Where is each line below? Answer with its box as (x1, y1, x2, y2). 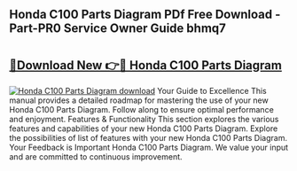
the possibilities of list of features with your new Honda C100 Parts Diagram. (9, 133, 288, 143)
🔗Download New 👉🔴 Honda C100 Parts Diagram (9, 58, 282, 73)
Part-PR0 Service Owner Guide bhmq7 (9, 21, 226, 36)
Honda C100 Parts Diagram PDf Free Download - (9, 7, 281, 22)
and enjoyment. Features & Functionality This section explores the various (9, 114, 279, 124)
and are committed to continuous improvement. (9, 152, 184, 162)
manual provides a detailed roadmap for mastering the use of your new (9, 95, 269, 105)
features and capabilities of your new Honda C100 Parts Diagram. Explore (9, 123, 278, 134)
